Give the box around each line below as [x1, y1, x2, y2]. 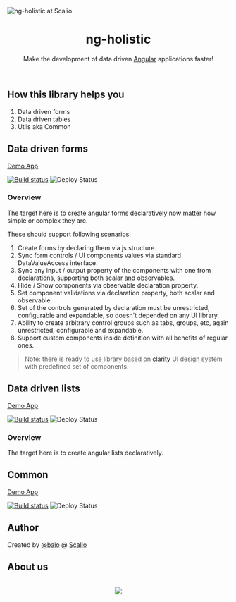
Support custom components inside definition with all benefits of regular [17, 333, 228, 342]
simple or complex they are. [7, 216, 88, 225]
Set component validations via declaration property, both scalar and [17, 288, 215, 297]
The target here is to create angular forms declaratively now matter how [7, 209, 216, 217]
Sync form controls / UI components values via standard [17, 251, 182, 259]
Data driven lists [7, 383, 81, 395]
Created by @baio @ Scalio [7, 540, 87, 549]
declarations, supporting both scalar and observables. [17, 274, 175, 282]
